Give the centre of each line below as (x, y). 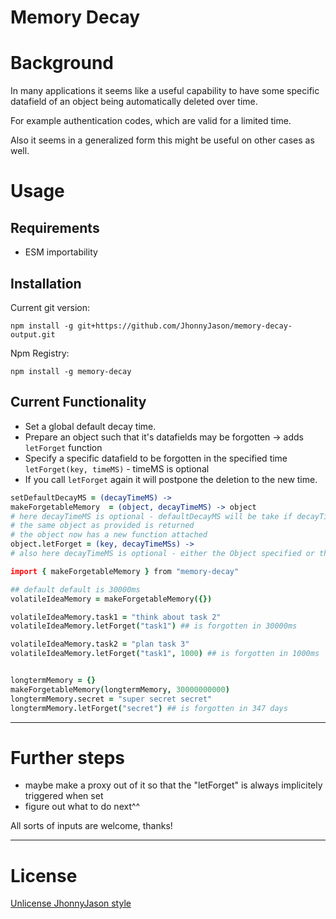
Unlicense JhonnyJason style (71, 903)
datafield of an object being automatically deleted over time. (134, 102)
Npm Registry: (40, 353)
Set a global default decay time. (90, 426)
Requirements (55, 227)
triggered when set (64, 796)
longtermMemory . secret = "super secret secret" (111, 699)
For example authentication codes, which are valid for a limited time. (151, 121)
